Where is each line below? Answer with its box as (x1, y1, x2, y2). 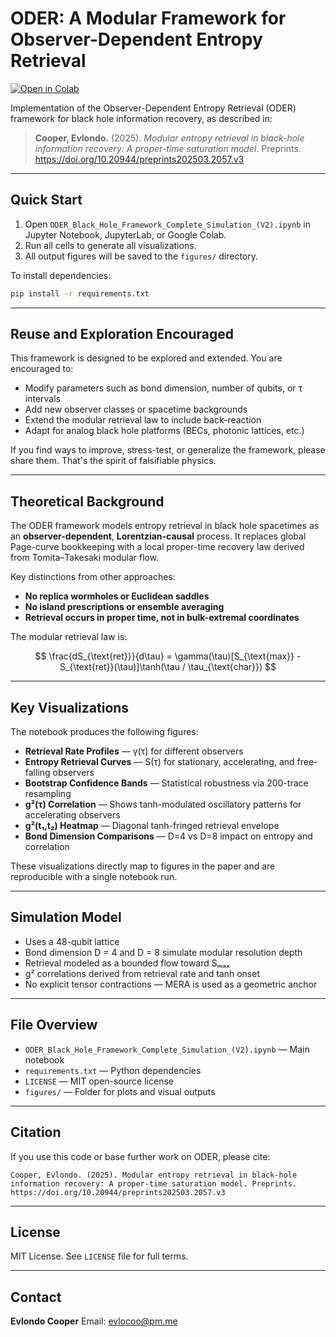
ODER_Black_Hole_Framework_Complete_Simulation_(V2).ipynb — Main (24, 1043, 310, 1055)
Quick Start (10, 192, 83, 209)
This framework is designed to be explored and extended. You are (10, 352, 283, 364)
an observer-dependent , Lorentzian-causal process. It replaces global (10, 530, 307, 542)
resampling (24, 788, 72, 800)
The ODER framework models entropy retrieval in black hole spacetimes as (10, 520, 320, 532)
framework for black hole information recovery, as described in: (10, 112, 273, 124)
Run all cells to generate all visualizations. (24, 239, 197, 251)
